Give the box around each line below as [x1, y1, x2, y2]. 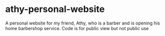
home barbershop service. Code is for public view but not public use [5, 25, 149, 31]
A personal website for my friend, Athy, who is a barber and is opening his [5, 20, 160, 26]
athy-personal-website [5, 3, 105, 15]
